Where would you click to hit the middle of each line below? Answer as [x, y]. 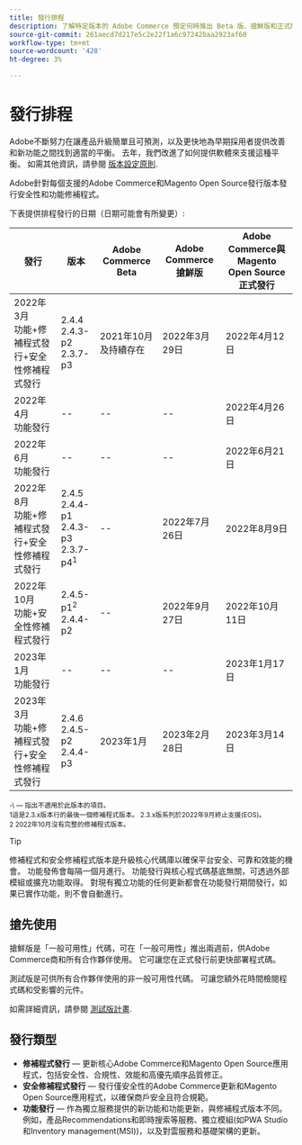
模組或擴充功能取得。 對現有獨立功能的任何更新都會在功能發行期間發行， [144, 882]
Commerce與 [257, 248]
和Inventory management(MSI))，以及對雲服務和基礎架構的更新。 [143, 1131]
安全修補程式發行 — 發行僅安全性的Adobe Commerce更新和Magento [149, 1086]
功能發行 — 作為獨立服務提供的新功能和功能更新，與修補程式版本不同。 [155, 1108]
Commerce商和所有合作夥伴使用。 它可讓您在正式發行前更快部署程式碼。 [145, 959]
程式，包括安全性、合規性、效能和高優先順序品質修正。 [124, 1074]
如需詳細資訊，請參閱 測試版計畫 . [71, 1008]
